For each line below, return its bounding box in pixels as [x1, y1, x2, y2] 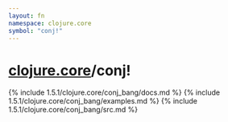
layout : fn [8, 11, 45, 20]
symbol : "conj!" [8, 26, 63, 35]
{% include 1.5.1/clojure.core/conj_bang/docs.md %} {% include [8, 87, 220, 97]
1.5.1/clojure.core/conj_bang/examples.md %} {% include [8, 96, 198, 106]
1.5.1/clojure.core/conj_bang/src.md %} [8, 105, 139, 115]
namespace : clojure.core [8, 19, 92, 27]
